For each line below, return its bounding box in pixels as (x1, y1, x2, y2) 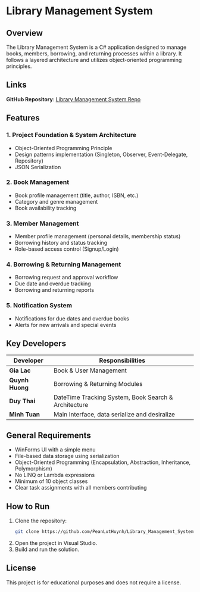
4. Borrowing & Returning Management (6, 260, 121, 269)
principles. (6, 63, 32, 70)
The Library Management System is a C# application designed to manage (6, 43, 187, 51)
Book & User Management (53, 366, 127, 375)
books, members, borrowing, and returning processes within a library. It (6, 50, 182, 57)
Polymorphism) (14, 465, 52, 472)
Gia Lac (9, 366, 31, 375)
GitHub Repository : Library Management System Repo (6, 95, 141, 102)
